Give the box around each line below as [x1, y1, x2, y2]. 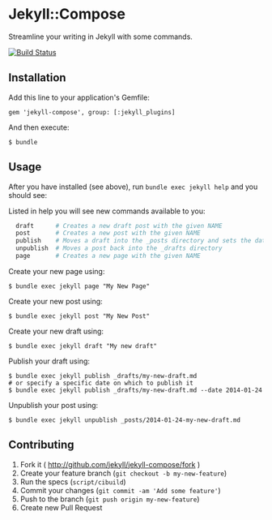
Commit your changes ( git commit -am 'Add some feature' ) [19, 485, 221, 495]
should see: [8, 190, 47, 200]
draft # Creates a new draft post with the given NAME [15, 221, 223, 230]
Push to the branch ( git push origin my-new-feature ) [19, 494, 200, 504]
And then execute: [8, 122, 70, 132]
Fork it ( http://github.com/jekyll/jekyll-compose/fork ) [19, 459, 201, 469]
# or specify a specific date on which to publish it [8, 379, 194, 387]
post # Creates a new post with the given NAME [15, 229, 201, 238]
